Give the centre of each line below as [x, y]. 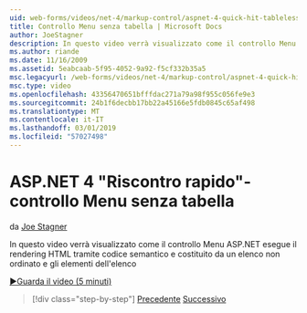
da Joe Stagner [38, 226]
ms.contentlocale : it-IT [57, 120]
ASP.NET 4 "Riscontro [95, 182]
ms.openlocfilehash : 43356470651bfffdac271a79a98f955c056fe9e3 [132, 94]
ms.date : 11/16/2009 [49, 60]
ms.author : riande [44, 52]
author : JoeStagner [47, 35]
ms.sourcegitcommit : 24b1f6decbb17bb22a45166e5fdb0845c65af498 [132, 103]
